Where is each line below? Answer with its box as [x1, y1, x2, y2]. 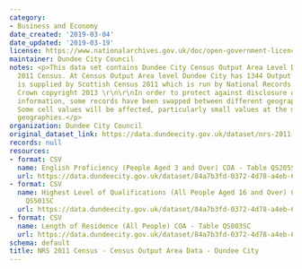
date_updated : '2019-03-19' [9, 38, 115, 48]
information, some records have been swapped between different [17, 96, 263, 106]
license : [9, 47, 42, 56]
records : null [9, 138, 63, 147]
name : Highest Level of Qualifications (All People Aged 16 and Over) [17, 188, 288, 197]
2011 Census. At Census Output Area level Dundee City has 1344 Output [17, 72, 292, 81]
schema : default [9, 239, 70, 247]
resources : [9, 146, 50, 155]
